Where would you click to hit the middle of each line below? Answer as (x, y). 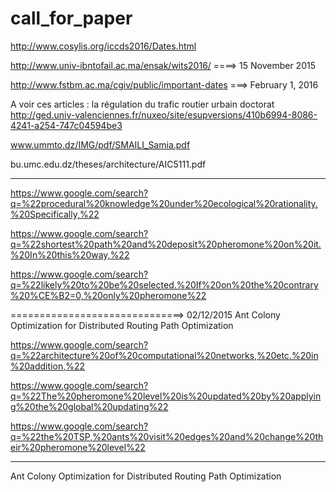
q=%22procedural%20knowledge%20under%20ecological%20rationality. (164, 203)
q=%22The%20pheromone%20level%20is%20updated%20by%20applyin (166, 396)
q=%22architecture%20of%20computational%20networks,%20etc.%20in (164, 355)
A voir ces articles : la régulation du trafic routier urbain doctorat (142, 104)
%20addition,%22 (48, 366)
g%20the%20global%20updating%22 (89, 406)
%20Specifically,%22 (55, 214)
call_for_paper (71, 18)
